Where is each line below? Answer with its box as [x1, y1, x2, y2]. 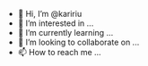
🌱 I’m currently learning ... [17, 28, 114, 37]
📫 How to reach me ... [17, 47, 101, 57]
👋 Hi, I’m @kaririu [17, 9, 83, 19]
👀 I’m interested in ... [17, 18, 94, 29]
